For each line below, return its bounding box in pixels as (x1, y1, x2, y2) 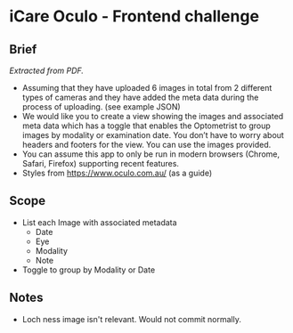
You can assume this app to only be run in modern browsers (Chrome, (21, 149, 281, 159)
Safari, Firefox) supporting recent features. (21, 158, 180, 168)
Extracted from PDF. (9, 65, 85, 76)
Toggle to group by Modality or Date (21, 264, 156, 275)
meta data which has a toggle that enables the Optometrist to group (21, 120, 272, 131)
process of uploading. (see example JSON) (21, 102, 181, 112)
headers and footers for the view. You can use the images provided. (21, 140, 272, 150)
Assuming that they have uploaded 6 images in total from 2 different (21, 83, 273, 93)
